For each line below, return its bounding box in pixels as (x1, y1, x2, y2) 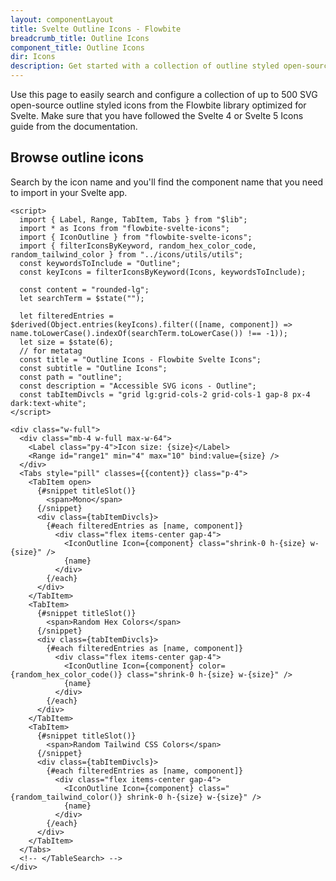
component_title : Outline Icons (10, 42, 145, 53)
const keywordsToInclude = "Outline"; (19, 258, 182, 268)
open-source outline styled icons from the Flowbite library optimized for (10, 99, 307, 111)
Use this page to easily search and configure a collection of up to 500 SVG (10, 89, 318, 100)
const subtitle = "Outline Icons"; (19, 363, 168, 373)
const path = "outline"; (19, 372, 123, 382)
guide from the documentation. (10, 121, 138, 132)
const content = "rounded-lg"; (19, 284, 150, 295)
